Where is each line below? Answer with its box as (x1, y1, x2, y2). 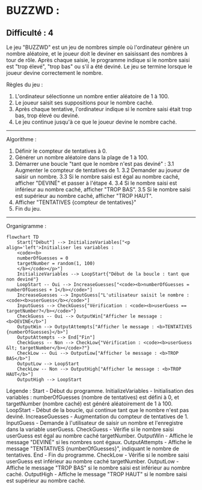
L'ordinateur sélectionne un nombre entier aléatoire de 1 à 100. (14, 93, 170, 100)
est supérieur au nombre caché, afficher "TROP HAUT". (14, 192, 153, 199)
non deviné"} (6, 276, 39, 282)
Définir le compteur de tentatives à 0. (14, 147, 107, 154)
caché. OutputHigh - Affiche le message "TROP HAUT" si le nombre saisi (6, 471, 188, 477)
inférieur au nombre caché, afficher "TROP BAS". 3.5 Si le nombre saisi (14, 186, 191, 193)
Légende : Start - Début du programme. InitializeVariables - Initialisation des (6, 387, 194, 394)
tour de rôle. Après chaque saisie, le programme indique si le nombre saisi (6, 57, 191, 63)
